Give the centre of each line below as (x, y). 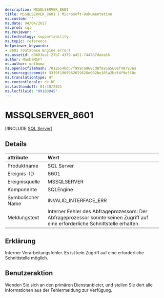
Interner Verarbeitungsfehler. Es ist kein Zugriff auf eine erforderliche (74, 252)
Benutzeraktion (29, 273)
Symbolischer (23, 198)
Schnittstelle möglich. (27, 258)
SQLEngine (60, 189)
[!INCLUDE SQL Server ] (29, 129)
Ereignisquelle (24, 182)
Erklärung (20, 241)
